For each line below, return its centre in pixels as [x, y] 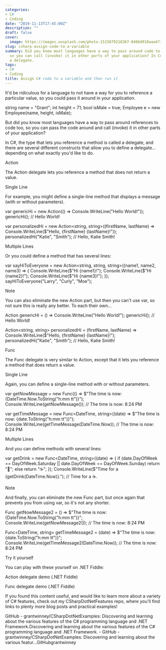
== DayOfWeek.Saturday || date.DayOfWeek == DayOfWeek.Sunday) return [83, 463]
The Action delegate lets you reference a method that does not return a [78, 172]
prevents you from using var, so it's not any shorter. [58, 503]
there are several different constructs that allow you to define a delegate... [81, 148]
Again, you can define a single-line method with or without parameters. [78, 384]
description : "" [22, 28]
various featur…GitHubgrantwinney [41, 642]
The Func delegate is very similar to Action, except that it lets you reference [82, 359]
